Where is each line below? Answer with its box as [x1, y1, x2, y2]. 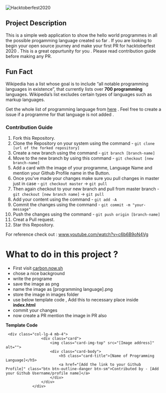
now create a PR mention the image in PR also [12, 312, 107, 318]
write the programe [12, 276, 53, 281]
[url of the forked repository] [12, 145, 80, 151]
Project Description [5, 19, 67, 27]
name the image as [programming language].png [12, 286, 113, 292]
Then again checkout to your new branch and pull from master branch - [12, 186, 160, 192]
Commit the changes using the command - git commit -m [12, 201, 131, 208]
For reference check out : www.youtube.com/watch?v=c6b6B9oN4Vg [5, 231, 149, 237]
